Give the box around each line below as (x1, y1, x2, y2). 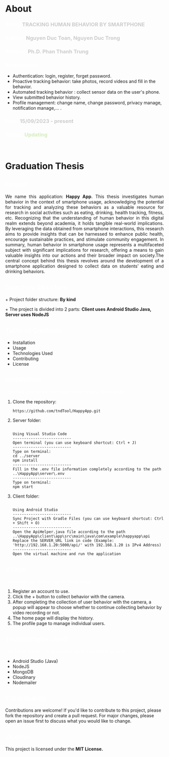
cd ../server (12, 453, 40, 458)
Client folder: (12, 493, 40, 499)
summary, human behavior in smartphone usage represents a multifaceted (5, 242, 164, 248)
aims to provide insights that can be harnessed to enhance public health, (5, 231, 164, 237)
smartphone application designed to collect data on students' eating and (5, 263, 164, 269)
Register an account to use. (12, 588, 69, 594)
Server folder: (12, 417, 41, 423)
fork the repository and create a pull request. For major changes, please (5, 713, 154, 719)
